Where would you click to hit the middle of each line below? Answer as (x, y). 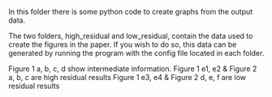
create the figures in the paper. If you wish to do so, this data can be (123, 44)
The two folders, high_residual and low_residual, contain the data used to (131, 36)
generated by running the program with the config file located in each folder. (136, 53)
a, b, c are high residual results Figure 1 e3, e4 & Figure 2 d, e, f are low (127, 77)
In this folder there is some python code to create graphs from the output (131, 12)
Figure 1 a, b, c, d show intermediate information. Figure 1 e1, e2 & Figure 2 (133, 69)
